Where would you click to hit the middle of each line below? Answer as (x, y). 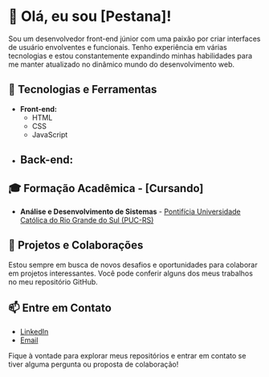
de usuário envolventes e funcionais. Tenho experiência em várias (118, 47)
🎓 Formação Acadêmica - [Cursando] (106, 188)
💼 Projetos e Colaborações (76, 246)
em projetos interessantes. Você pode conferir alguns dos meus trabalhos (130, 273)
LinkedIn (34, 331)
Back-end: (47, 160)
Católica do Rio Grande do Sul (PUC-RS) (87, 219)
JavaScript (50, 134)
